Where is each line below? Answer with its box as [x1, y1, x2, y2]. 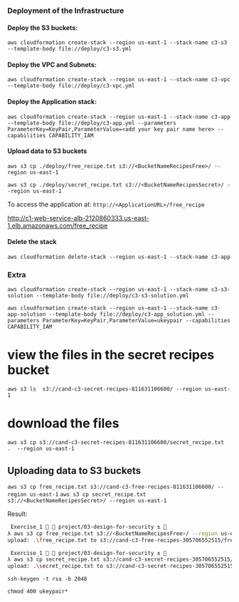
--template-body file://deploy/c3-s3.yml [7, 46, 132, 53]
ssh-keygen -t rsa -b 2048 [7, 576, 87, 583]
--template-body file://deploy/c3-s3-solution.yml [36, 292, 190, 300]
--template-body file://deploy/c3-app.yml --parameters [7, 120, 176, 127]
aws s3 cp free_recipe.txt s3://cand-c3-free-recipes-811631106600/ [7, 483, 215, 490]
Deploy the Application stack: [7, 97, 97, 105]
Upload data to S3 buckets [7, 147, 87, 155]
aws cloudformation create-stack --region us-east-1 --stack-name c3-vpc [7, 76, 231, 83]
